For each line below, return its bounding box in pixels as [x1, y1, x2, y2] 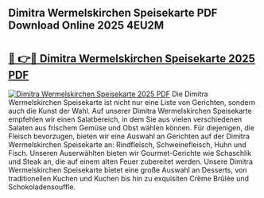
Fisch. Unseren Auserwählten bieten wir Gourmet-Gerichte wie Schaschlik [8, 149, 252, 157]
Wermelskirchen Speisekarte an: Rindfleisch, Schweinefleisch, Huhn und [8, 140, 247, 149]
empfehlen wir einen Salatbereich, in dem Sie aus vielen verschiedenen [8, 115, 243, 124]
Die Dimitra [172, 89, 208, 99]
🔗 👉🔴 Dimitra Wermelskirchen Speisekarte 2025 [8, 52, 256, 65]
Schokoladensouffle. [8, 182, 76, 192]
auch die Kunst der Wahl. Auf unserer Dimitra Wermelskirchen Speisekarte [8, 107, 252, 115]
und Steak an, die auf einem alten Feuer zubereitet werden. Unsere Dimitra [8, 157, 253, 166]
